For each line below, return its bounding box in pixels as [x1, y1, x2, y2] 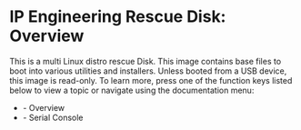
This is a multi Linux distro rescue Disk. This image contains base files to [9, 55, 282, 66]
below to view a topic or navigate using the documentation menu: [9, 85, 255, 95]
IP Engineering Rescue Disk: [9, 6, 226, 27]
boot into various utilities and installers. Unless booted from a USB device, [9, 65, 287, 76]
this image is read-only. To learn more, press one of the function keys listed [9, 75, 293, 85]
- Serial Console [22, 112, 84, 123]
